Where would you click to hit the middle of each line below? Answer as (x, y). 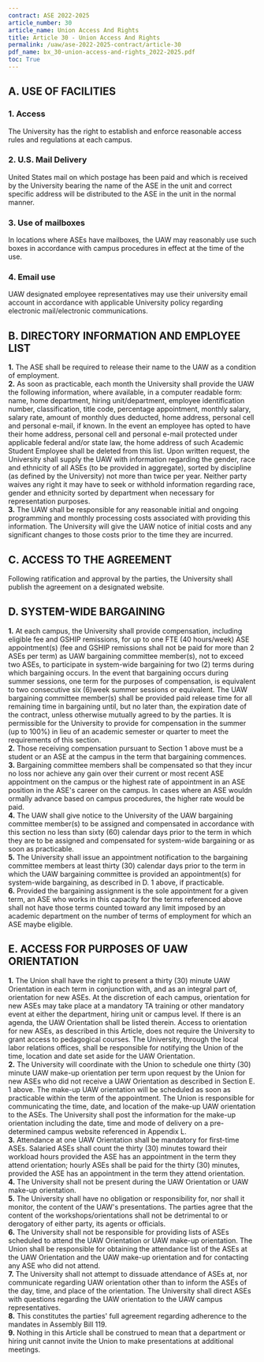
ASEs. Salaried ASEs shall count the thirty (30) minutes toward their (118, 1148)
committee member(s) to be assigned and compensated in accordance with (131, 823)
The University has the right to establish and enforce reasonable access (125, 131)
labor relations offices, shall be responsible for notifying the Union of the (126, 1047)
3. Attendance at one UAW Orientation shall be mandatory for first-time (124, 1139)
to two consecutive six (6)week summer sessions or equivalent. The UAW (128, 689)
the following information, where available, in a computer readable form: (125, 392)
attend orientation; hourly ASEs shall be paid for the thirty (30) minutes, (124, 1165)
